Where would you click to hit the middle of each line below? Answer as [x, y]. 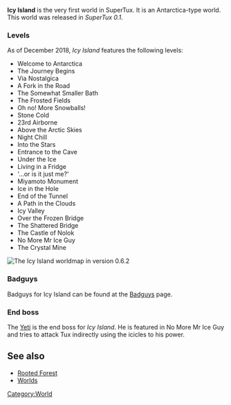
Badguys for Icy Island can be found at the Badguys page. [90, 294]
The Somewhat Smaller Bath [58, 93]
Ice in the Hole [38, 189]
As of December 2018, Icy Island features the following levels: [95, 51]
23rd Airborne [37, 123]
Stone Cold [33, 115]
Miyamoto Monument [47, 181]
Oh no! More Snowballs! [52, 108]
